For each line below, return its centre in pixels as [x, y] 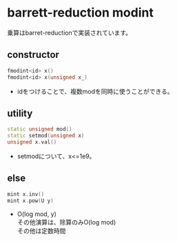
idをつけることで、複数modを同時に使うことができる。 [95, 91]
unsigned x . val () [32, 142]
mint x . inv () [26, 194]
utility [20, 113]
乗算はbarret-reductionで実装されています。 [70, 32]
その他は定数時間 [41, 231]
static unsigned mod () [40, 129]
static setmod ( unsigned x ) [46, 136]
